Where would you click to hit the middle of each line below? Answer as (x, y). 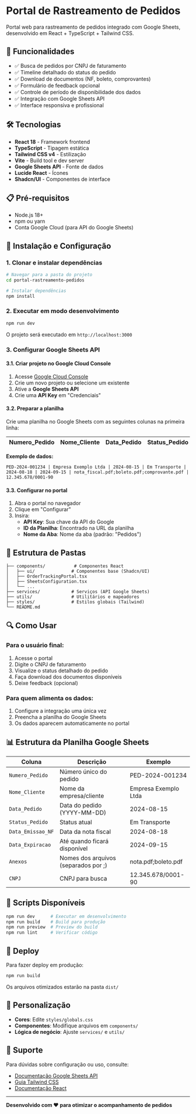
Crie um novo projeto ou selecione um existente (72, 383)
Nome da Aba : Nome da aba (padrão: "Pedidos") (82, 534)
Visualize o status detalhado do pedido (61, 671)
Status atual (76, 822)
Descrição (92, 762)
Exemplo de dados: (30, 456)
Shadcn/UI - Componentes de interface (62, 179)
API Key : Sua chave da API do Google (69, 522)
